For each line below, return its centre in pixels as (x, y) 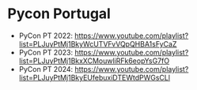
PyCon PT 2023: (45, 52)
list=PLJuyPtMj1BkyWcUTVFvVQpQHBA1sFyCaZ (98, 43)
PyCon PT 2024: (46, 69)
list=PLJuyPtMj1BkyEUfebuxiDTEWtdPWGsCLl (95, 77)
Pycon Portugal (59, 14)
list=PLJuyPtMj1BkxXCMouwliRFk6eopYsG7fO (94, 61)
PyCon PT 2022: (45, 36)
